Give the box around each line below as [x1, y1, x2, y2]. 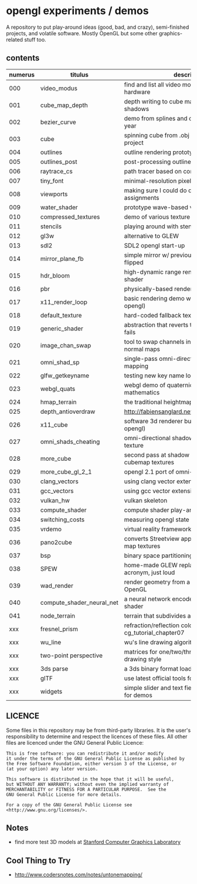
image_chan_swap [40, 341, 91, 349]
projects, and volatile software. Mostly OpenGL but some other [6, 29, 158, 36]
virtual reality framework [124, 525, 192, 533]
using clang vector [124, 477, 175, 485]
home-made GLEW [124, 561, 178, 569]
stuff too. [24, 36, 46, 43]
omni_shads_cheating [40, 437, 100, 446]
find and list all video [124, 81, 181, 89]
